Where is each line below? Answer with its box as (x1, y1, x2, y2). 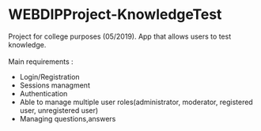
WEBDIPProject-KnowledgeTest (8, 6, 222, 24)
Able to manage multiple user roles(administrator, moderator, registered (19, 97, 253, 107)
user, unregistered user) (19, 105, 99, 115)
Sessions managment (19, 80, 91, 90)
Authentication (19, 88, 68, 98)
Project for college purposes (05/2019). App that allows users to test (8, 32, 232, 41)
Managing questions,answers (19, 114, 116, 123)
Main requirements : (8, 57, 74, 66)
